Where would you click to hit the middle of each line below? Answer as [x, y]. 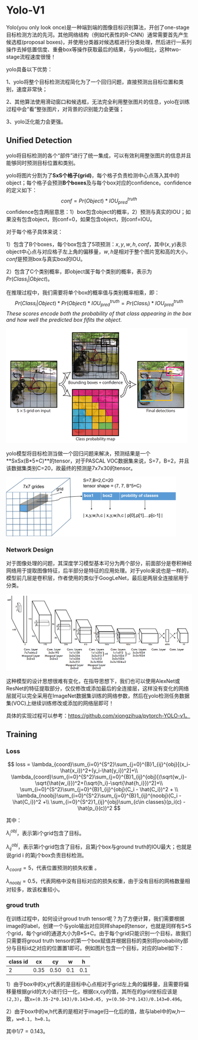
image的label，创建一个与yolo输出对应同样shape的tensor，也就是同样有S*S [99, 926]
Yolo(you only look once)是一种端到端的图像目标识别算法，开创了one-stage [98, 27]
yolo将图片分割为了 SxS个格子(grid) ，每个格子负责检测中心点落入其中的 [93, 175]
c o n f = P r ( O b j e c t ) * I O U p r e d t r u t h [99, 201]
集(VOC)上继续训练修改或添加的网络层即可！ [60, 703]
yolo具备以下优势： [29, 69]
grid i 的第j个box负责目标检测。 [49, 855]
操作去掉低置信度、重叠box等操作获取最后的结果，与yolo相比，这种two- [94, 49]
